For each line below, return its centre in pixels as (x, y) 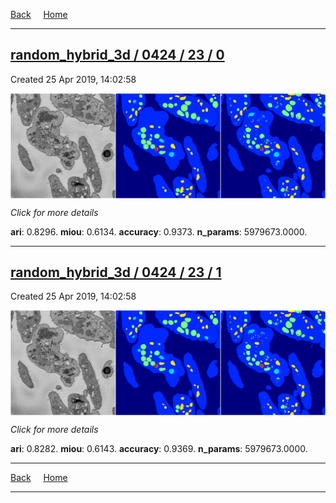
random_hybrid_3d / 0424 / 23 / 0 (117, 55)
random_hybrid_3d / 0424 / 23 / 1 (116, 272)
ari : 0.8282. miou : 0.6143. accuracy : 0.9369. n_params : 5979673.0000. (159, 449)
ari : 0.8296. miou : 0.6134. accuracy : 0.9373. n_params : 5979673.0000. (159, 231)
